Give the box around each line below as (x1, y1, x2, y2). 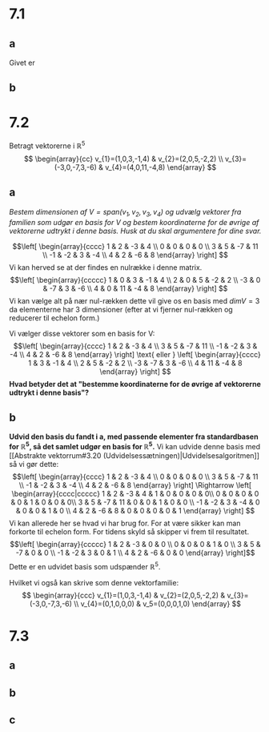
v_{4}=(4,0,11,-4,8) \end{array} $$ (104, 162, 217, 172)
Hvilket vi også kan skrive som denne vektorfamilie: (9, 577, 179, 587)
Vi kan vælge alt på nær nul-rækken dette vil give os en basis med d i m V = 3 (9, 296, 260, 305)
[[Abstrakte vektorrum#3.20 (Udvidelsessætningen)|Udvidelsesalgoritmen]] (9, 451, 259, 461)
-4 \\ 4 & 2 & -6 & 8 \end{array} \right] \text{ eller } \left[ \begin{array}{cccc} (10, 349, 261, 359)
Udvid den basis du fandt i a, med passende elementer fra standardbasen (9, 432, 259, 441)
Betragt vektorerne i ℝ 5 (9, 139, 86, 151)
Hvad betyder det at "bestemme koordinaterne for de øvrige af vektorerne (9, 379, 261, 388)
